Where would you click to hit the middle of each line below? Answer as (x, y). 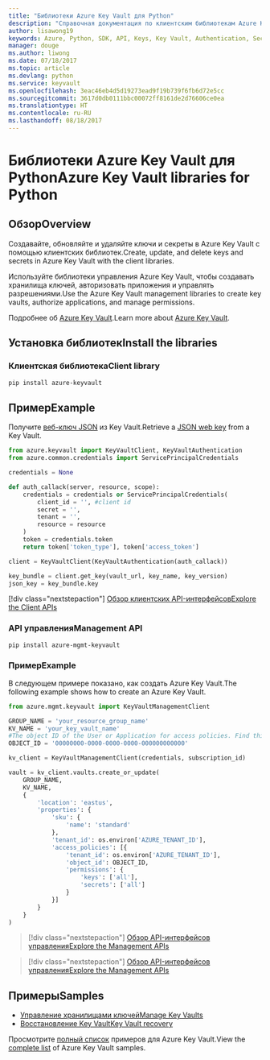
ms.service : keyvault (45, 83)
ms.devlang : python (41, 76)
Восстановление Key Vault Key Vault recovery (96, 1024)
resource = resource (72, 524)
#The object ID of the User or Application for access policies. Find (129, 736)
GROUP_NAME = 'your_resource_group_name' (79, 721)
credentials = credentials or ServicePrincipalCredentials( (125, 495)
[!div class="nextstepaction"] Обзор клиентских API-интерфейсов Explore (133, 599)
